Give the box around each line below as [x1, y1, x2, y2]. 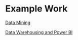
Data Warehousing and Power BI [5, 29, 73, 35]
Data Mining [5, 19, 30, 25]
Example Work [5, 3, 68, 14]
